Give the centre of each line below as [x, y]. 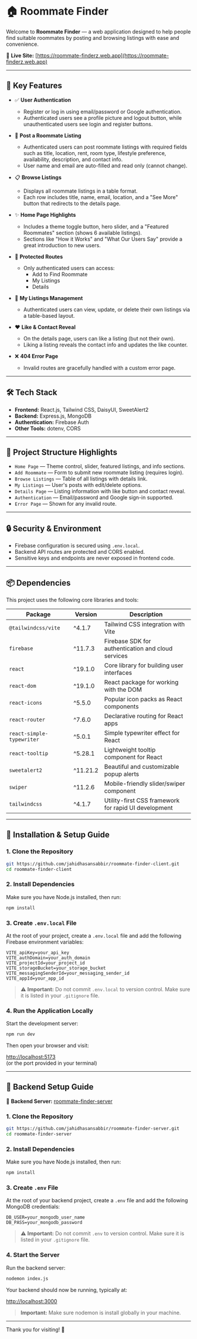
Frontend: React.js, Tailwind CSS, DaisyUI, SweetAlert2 [81, 409]
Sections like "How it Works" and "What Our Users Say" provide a [103, 239]
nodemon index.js [27, 1279]
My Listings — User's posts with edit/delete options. [78, 485]
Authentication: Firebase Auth [52, 422]
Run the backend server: [36, 1268]
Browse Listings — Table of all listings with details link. [81, 479]
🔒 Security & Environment [54, 528]
